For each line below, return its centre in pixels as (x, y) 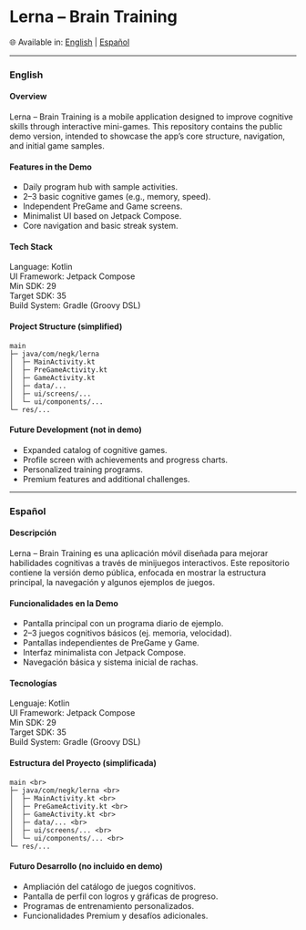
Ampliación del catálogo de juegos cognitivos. (109, 886)
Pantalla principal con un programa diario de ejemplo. (123, 624)
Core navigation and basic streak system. (101, 226)
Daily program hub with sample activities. (100, 187)
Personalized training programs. (82, 469)
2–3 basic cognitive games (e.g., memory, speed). (117, 197)
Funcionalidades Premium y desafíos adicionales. (115, 915)
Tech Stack (31, 246)
